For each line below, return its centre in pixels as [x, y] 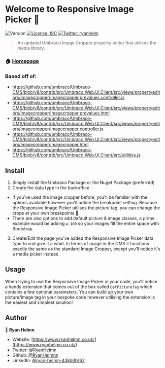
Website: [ [23, 339]
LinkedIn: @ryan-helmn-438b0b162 [49, 360]
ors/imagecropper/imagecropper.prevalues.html [61, 113]
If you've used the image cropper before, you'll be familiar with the [80, 197]
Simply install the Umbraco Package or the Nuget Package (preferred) [83, 182]
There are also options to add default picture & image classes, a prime [83, 218]
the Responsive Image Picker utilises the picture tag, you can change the [86, 208]
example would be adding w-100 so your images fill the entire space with [85, 223]
